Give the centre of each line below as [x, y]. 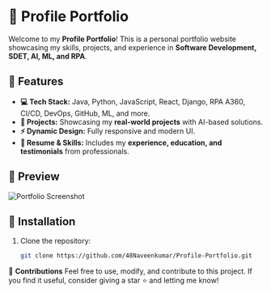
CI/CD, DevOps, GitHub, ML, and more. [85, 113]
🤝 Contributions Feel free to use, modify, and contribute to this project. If [130, 271]
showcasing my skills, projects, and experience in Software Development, [133, 47]
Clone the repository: [55, 241]
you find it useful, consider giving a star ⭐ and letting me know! [114, 280]
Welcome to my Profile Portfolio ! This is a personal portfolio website [123, 39]
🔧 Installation [42, 221]
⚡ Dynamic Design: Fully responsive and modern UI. [108, 131]
